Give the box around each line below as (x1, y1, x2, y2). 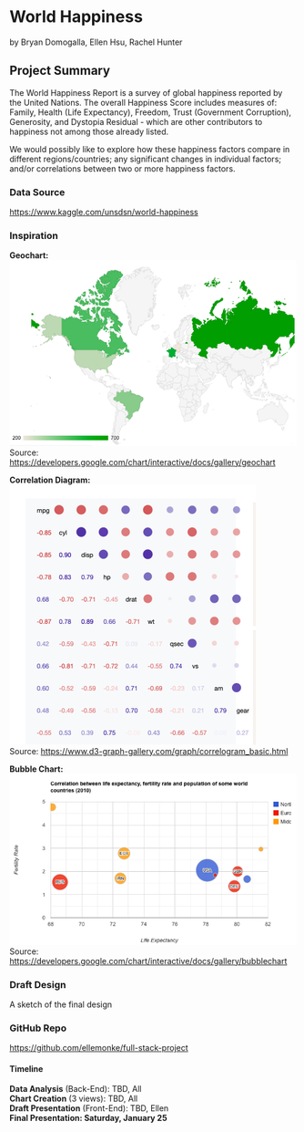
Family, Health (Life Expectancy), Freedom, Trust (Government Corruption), (9, 107, 292, 118)
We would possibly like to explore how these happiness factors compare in (9, 143, 290, 154)
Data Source (9, 185, 66, 198)
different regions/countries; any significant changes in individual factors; (9, 153, 282, 164)
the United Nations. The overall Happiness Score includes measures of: (9, 97, 278, 108)
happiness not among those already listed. (9, 126, 169, 137)
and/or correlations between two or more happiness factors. (9, 162, 236, 174)
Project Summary (9, 63, 111, 78)
